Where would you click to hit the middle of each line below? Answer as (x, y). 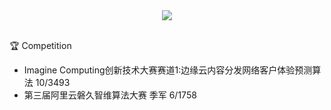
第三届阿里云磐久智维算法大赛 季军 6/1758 (110, 95)
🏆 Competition (40, 45)
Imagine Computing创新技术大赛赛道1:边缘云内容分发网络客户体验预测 (168, 70)
